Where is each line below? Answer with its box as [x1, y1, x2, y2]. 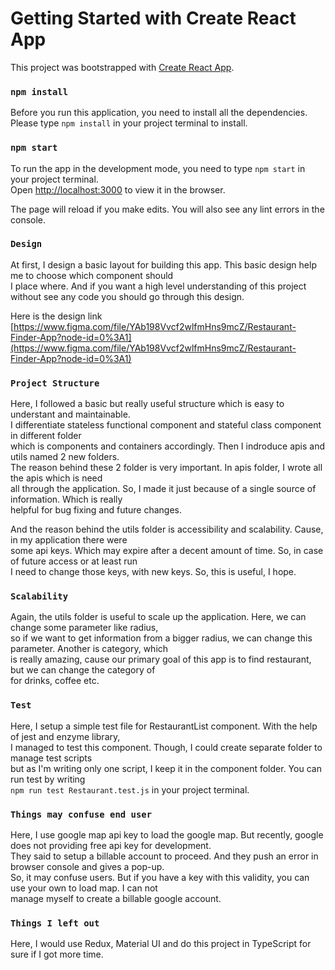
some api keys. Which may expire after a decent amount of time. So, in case [10, 545, 324, 557]
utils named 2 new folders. [10, 451, 120, 463]
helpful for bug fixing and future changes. [10, 504, 183, 516]
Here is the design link [10, 310, 103, 322]
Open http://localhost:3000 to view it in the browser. [10, 183, 226, 196]
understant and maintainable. [10, 408, 131, 421]
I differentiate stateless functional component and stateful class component [10, 419, 322, 431]
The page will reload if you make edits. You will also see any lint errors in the [10, 203, 325, 215]
